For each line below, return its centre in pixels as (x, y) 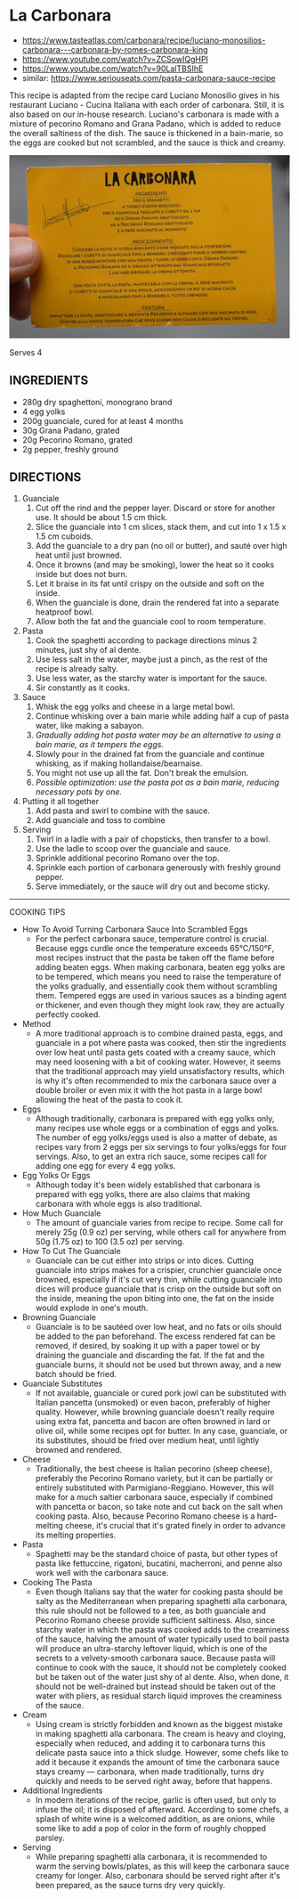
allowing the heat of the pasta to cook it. (109, 1100)
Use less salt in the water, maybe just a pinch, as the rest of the (152, 659)
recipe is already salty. (77, 669)
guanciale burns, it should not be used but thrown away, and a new (158, 1365)
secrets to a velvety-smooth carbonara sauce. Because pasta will (155, 1659)
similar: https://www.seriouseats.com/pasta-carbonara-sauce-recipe (149, 77)
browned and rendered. (79, 1450)
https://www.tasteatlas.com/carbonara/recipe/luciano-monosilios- (144, 40)
